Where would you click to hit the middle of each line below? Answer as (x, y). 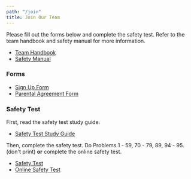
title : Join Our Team (33, 17)
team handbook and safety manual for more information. (76, 41)
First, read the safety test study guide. (53, 122)
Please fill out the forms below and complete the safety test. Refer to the (95, 34)
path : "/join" (24, 12)
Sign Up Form (32, 87)
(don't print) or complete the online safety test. (64, 152)
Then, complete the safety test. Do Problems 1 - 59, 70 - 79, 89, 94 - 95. (95, 145)
